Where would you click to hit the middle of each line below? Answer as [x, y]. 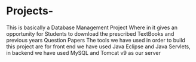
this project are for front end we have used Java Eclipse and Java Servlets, [99, 46]
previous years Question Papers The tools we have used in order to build [96, 40]
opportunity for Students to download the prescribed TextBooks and [90, 33]
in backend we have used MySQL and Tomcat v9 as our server [84, 52]
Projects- [30, 11]
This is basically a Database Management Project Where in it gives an [92, 27]
